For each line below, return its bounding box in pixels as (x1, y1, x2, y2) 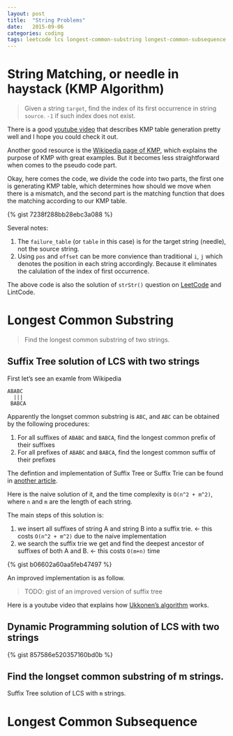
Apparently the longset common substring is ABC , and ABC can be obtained (7, 412, 220, 420)
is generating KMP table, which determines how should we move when (7, 182, 211, 191)
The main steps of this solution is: (7, 510, 104, 519)
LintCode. (7, 288, 36, 297)
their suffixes (17, 441, 56, 449)
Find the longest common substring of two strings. (24, 336, 170, 344)
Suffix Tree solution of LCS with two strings (7, 355, 200, 367)
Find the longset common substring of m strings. (7, 671, 225, 683)
